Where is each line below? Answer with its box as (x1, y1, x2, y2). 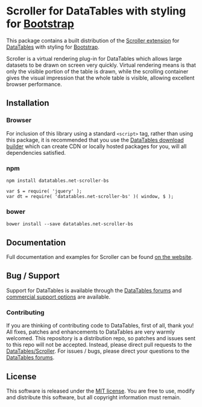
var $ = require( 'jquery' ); (6, 188, 83, 194)
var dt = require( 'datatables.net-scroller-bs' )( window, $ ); (6, 193, 174, 199)
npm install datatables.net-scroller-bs (6, 178, 110, 184)
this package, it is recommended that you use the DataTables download (6, 136, 184, 143)
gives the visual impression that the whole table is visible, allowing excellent (6, 74, 195, 81)
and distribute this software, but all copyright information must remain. (6, 393, 181, 401)
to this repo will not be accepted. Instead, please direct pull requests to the (6, 341, 192, 349)
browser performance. (6, 80, 62, 88)
